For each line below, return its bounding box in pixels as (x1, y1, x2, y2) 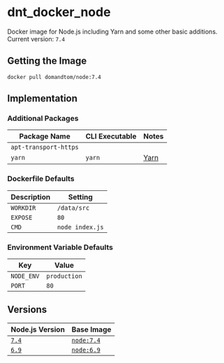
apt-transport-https (10, 143, 79, 151)
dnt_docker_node (7, 4, 111, 20)
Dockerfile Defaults (7, 174, 75, 184)
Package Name (19, 131, 71, 141)
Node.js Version (10, 325, 65, 334)
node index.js (57, 223, 104, 231)
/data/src (57, 204, 90, 212)
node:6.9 (71, 346, 101, 354)
